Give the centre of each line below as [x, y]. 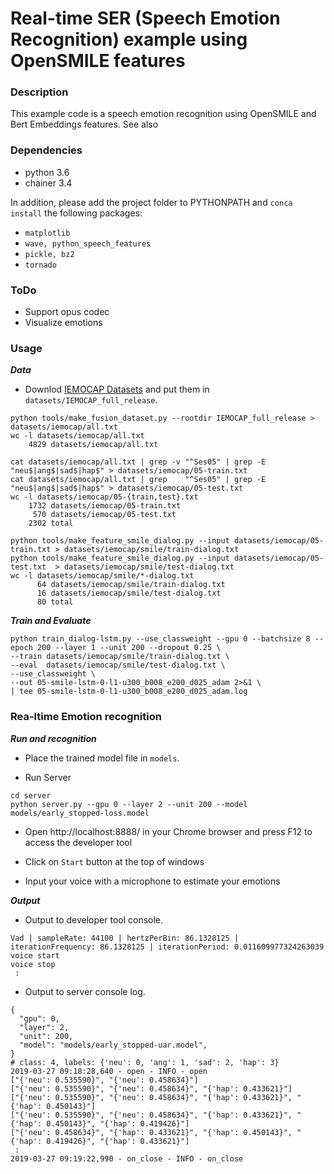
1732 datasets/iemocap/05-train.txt [105, 506]
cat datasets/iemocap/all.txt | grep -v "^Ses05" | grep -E [138, 462]
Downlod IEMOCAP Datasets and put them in [117, 389]
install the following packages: [76, 213]
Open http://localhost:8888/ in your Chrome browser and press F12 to [168, 831]
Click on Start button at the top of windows [114, 861]
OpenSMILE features [98, 61]
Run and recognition [53, 738]
